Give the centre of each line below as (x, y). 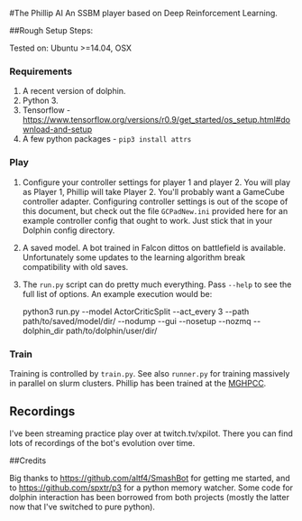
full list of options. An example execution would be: (117, 293)
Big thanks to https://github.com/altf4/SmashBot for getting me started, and (150, 478)
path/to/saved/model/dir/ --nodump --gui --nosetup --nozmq (137, 321)
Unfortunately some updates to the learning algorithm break (134, 257)
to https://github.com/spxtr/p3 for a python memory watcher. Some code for (151, 488)
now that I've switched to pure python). (82, 507)
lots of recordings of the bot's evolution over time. (102, 442)
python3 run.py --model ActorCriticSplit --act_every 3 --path (136, 312)
